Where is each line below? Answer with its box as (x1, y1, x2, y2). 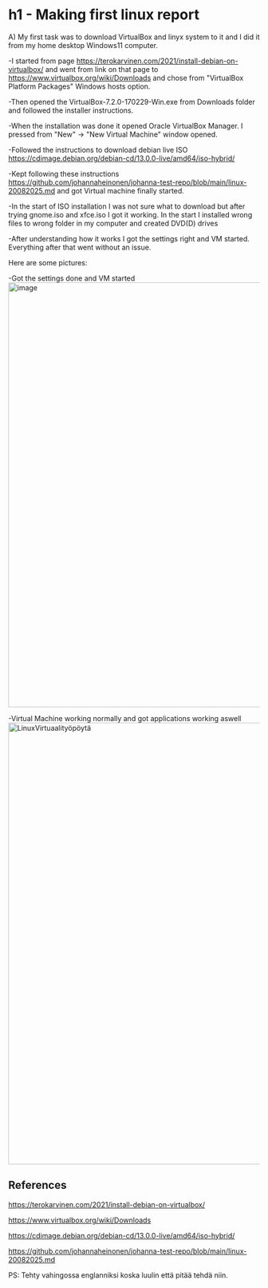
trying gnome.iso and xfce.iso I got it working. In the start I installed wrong (8, 209, 253, 219)
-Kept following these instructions (8, 169, 120, 178)
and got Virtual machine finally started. (57, 185, 185, 195)
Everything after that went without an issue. (8, 242, 152, 252)
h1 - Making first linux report (8, 6, 199, 24)
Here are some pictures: (8, 257, 88, 267)
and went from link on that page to (45, 64, 159, 74)
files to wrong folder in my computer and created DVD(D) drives (8, 218, 219, 228)
